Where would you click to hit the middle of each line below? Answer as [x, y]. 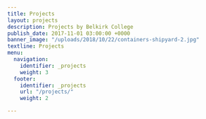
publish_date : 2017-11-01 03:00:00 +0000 [69, 33]
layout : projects [33, 20]
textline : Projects [36, 46]
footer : [25, 79]
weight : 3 [34, 72]
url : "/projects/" [47, 92]
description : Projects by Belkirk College [70, 27]
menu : [15, 53]
